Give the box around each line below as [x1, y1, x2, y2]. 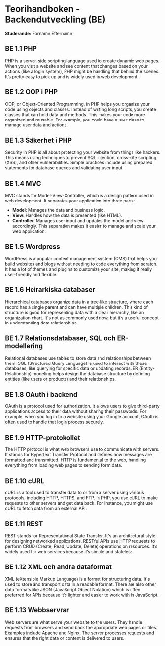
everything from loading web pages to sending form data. [5, 462, 122, 468]
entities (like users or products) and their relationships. [5, 376, 116, 382]
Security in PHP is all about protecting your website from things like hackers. [5, 149, 161, 155]
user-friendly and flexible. [5, 272, 58, 277]
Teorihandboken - [5, 3, 80, 15]
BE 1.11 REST [5, 520, 43, 528]
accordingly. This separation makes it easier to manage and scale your [12, 223, 156, 229]
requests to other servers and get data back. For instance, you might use [5, 500, 153, 506]
